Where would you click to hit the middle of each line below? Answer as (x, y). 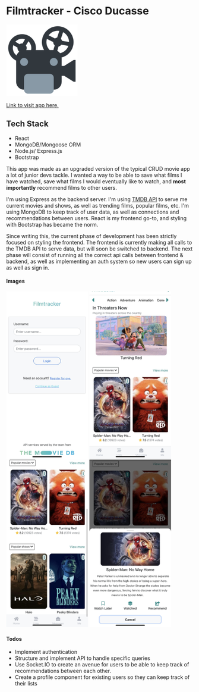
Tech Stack (27, 124)
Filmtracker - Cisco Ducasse (78, 11)
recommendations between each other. (63, 671)
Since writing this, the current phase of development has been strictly (91, 236)
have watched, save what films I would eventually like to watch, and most (96, 181)
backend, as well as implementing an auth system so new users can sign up (99, 261)
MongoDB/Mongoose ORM (48, 145)
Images (15, 281)
